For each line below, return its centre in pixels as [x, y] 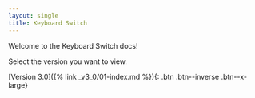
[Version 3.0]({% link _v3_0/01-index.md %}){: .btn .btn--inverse [114, 76]
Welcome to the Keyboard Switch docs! [73, 45]
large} [18, 85]
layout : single [34, 16]
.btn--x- [234, 76]
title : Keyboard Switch [48, 23]
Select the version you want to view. [68, 61]
